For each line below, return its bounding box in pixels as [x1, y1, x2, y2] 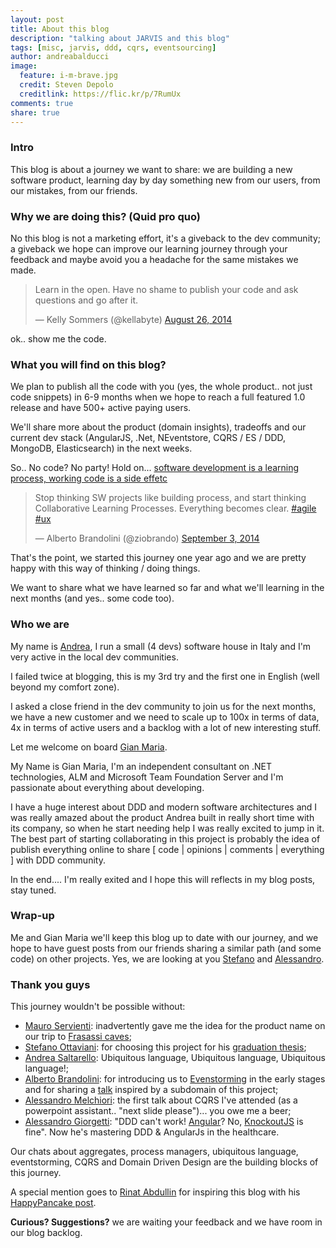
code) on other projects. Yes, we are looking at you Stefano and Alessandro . [10, 952, 325, 965]
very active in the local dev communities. [10, 651, 179, 663]
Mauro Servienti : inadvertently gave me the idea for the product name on [24, 1020, 326, 1032]
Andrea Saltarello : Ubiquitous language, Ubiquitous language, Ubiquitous [24, 1052, 326, 1064]
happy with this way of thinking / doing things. [10, 562, 201, 575]
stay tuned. [10, 884, 57, 896]
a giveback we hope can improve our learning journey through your [10, 242, 288, 255]
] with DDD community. [10, 854, 106, 866]
